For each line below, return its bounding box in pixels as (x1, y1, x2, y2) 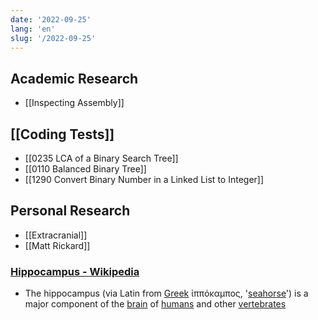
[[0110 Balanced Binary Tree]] (24, 163, 147, 175)
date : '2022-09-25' (10, 14, 92, 25)
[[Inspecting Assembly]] (24, 97, 125, 109)
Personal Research (10, 202, 131, 220)
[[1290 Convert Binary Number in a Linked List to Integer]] (24, 174, 265, 185)
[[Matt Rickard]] (24, 239, 91, 251)
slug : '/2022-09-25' (10, 33, 97, 43)
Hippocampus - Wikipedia (10, 264, 140, 278)
